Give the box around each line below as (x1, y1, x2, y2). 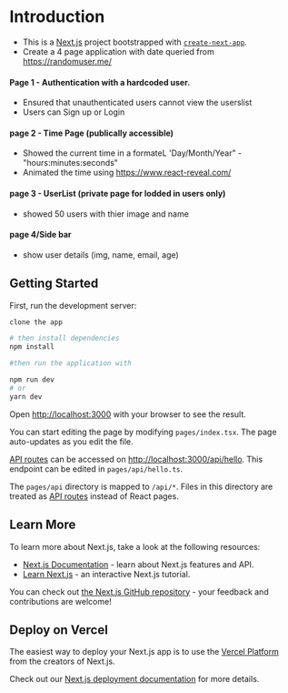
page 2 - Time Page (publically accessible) (9, 127, 174, 138)
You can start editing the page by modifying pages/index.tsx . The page (9, 426, 277, 437)
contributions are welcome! (9, 596, 112, 606)
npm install (9, 342, 55, 352)
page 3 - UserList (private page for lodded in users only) (9, 188, 226, 199)
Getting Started (9, 276, 99, 291)
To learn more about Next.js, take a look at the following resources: (9, 541, 261, 552)
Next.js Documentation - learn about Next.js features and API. (22, 558, 254, 570)
